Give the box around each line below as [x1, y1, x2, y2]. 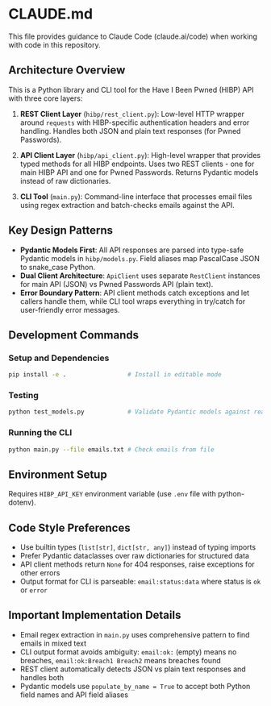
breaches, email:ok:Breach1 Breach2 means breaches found [19, 655, 221, 665]
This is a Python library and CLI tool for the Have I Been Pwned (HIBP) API [8, 85, 254, 94]
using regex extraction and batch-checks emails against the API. [19, 200, 236, 210]
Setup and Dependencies [8, 352, 110, 363]
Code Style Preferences [8, 521, 131, 534]
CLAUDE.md [8, 5, 94, 23]
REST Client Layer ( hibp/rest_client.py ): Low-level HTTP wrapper [19, 109, 244, 118]
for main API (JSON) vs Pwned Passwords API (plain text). [19, 279, 214, 289]
